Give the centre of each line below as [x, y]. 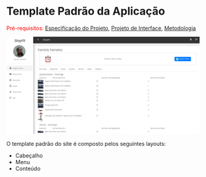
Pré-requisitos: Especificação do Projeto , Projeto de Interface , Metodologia [101, 28]
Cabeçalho [29, 155]
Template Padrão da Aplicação [86, 11]
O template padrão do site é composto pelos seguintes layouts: [86, 143]
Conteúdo [28, 168]
